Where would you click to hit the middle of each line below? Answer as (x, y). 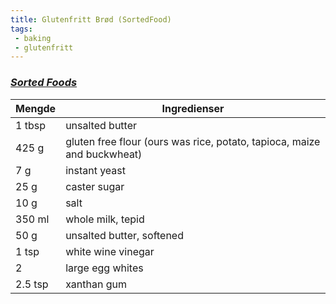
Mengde (36, 108)
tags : (21, 29)
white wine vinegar (110, 251)
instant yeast (96, 170)
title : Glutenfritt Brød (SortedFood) (91, 19)
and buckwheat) (104, 154)
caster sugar (95, 186)
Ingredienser (193, 108)
